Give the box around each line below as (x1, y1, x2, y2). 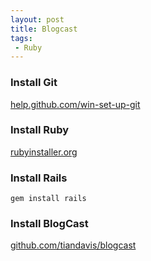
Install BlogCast (10, 217, 89, 231)
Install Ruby (10, 123, 70, 137)
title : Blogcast (10, 24, 78, 34)
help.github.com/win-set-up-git (10, 98, 141, 110)
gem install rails (10, 194, 87, 204)
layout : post (10, 14, 65, 25)
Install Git (10, 76, 58, 90)
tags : (10, 33, 33, 43)
